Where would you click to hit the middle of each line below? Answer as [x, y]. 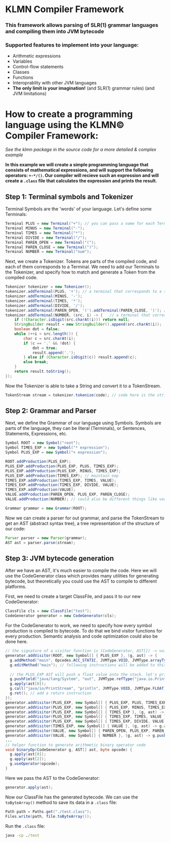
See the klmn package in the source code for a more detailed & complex [81, 150]
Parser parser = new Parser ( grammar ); [46, 538]
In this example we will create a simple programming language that [77, 165]
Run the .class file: [25, 826]
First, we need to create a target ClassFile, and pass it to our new [73, 596]
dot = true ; [45, 348]
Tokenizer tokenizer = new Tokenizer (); [49, 287]
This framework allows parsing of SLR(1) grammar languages [82, 25]
